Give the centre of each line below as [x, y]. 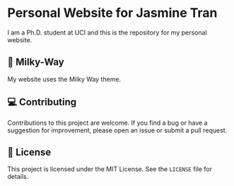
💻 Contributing [42, 103]
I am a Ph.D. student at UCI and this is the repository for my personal [107, 32]
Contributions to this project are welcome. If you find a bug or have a [107, 123]
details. [18, 177]
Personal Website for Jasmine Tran [112, 13]
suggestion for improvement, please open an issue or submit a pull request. [117, 130]
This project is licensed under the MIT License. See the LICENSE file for [110, 169]
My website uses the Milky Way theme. [64, 79]
